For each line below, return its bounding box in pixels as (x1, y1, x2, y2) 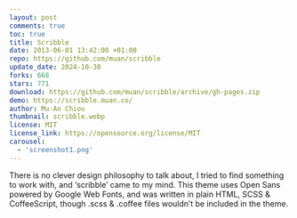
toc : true (9, 29, 46, 38)
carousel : (9, 137, 46, 146)
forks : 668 (9, 71, 50, 80)
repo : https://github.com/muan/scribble (9, 54, 162, 63)
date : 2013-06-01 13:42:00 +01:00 (9, 46, 138, 55)
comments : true (9, 21, 66, 30)
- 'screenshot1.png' (17, 145, 93, 154)
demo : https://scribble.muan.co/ (9, 95, 133, 105)
